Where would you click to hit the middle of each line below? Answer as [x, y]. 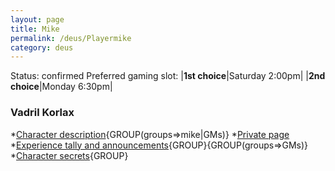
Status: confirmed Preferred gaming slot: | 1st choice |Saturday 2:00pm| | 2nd [168, 76]
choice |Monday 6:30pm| [61, 87]
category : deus [42, 47]
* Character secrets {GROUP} [69, 155]
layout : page [37, 19]
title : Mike [35, 29]
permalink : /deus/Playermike [71, 38]
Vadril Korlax [42, 113]
